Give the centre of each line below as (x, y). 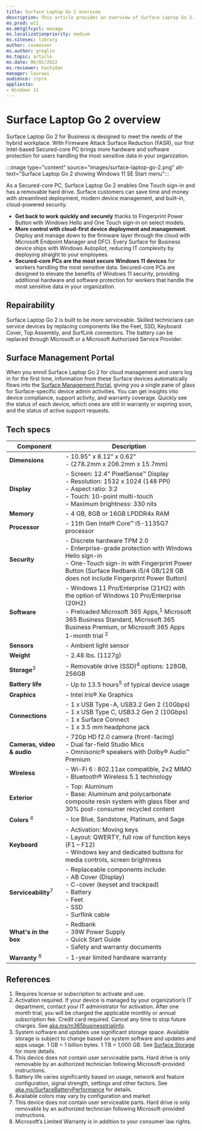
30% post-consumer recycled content (120, 809)
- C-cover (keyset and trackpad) (112, 884)
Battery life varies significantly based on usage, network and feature (99, 1077)
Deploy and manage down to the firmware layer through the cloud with (103, 235)
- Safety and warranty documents (113, 946)
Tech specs (28, 430)
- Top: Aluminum (89, 786)
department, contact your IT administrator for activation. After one (97, 1007)
